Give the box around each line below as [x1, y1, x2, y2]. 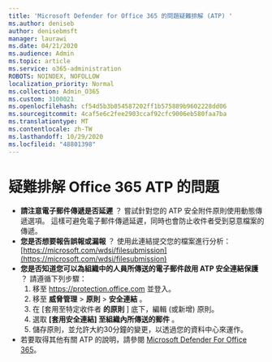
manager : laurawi [8, 34, 67, 43]
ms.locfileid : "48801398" [8, 140, 96, 149]
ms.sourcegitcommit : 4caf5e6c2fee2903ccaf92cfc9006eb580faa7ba [8, 110, 227, 119]
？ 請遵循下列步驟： [19, 274, 87, 284]
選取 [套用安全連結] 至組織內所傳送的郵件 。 [32, 314, 179, 325]
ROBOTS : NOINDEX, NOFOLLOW [8, 72, 100, 80]
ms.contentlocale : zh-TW [8, 125, 93, 133]
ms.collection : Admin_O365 [8, 87, 100, 96]
